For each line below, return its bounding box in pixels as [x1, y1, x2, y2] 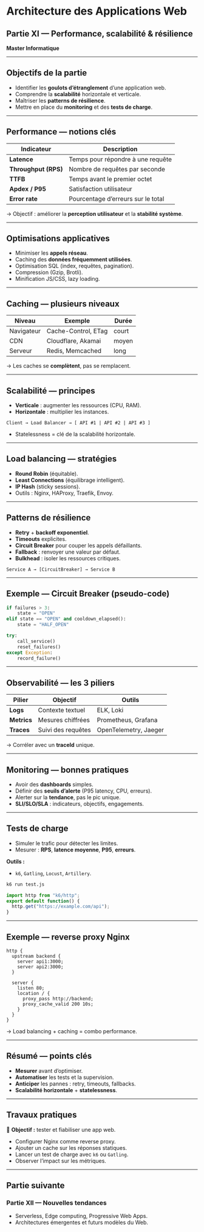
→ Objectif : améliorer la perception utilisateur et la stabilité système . [6, 210, 183, 217]
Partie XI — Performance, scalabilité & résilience [6, 29, 193, 39]
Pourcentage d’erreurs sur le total [69, 194, 165, 203]
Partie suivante [6, 1180, 65, 1191]
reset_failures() [17, 644, 61, 650]
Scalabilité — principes [6, 385, 95, 396]
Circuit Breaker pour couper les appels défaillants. [15, 542, 143, 549]
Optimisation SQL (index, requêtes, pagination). [15, 263, 134, 270]
